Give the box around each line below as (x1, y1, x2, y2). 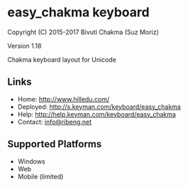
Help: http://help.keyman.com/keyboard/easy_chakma (17, 109, 176, 118)
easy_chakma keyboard (7, 4, 150, 21)
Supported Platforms (7, 138, 102, 150)
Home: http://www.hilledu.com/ (17, 95, 110, 103)
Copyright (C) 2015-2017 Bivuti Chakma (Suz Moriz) (7, 28, 160, 36)
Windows (17, 157, 45, 166)
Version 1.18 (7, 41, 42, 50)
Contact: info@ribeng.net (17, 117, 92, 126)
